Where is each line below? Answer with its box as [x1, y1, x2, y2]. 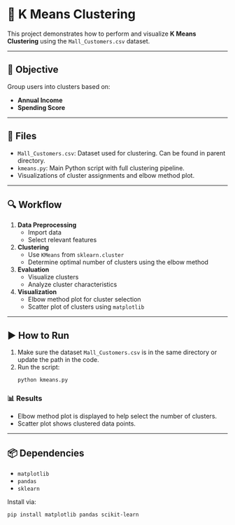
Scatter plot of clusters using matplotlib [27, 302, 145, 311]
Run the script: [17, 363, 60, 372]
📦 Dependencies [7, 447, 85, 459]
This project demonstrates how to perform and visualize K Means [7, 29, 197, 38]
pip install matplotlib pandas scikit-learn [7, 511, 139, 519]
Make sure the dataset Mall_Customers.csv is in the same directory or [17, 348, 218, 356]
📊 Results [7, 393, 43, 403]
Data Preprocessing [17, 220, 77, 230]
